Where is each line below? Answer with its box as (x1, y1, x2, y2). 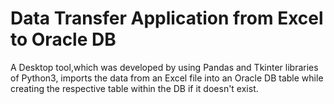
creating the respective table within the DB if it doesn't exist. (10, 82, 259, 94)
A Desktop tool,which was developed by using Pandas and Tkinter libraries (10, 61, 319, 73)
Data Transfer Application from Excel (10, 7, 324, 30)
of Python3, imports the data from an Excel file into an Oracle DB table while (10, 72, 324, 84)
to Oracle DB (10, 28, 117, 51)
